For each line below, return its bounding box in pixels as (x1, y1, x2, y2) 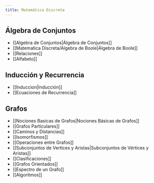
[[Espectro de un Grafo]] (12, 166, 65, 173)
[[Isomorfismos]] (12, 134, 48, 140)
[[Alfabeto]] (12, 56, 37, 62)
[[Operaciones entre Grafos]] (12, 139, 74, 145)
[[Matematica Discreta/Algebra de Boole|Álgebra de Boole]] (12, 45, 138, 51)
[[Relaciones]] (12, 50, 43, 56)
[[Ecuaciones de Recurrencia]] (12, 89, 77, 96)
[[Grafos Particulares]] (12, 123, 60, 130)
